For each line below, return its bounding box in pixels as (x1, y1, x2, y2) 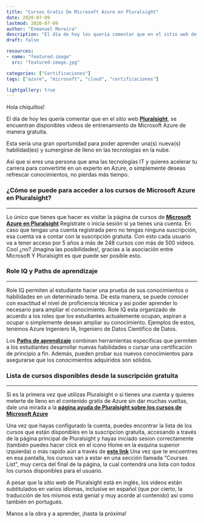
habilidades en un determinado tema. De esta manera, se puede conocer (6, 292, 189, 300)
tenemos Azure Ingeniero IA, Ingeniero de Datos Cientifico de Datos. (6, 325, 177, 332)
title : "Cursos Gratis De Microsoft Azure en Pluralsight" (6, 8, 159, 15)
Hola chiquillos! (6, 104, 45, 111)
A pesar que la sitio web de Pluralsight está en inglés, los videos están (6, 479, 182, 486)
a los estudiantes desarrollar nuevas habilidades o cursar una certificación (6, 343, 192, 351)
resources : (6, 48, 34, 55)
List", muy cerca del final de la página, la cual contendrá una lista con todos (6, 461, 195, 468)
